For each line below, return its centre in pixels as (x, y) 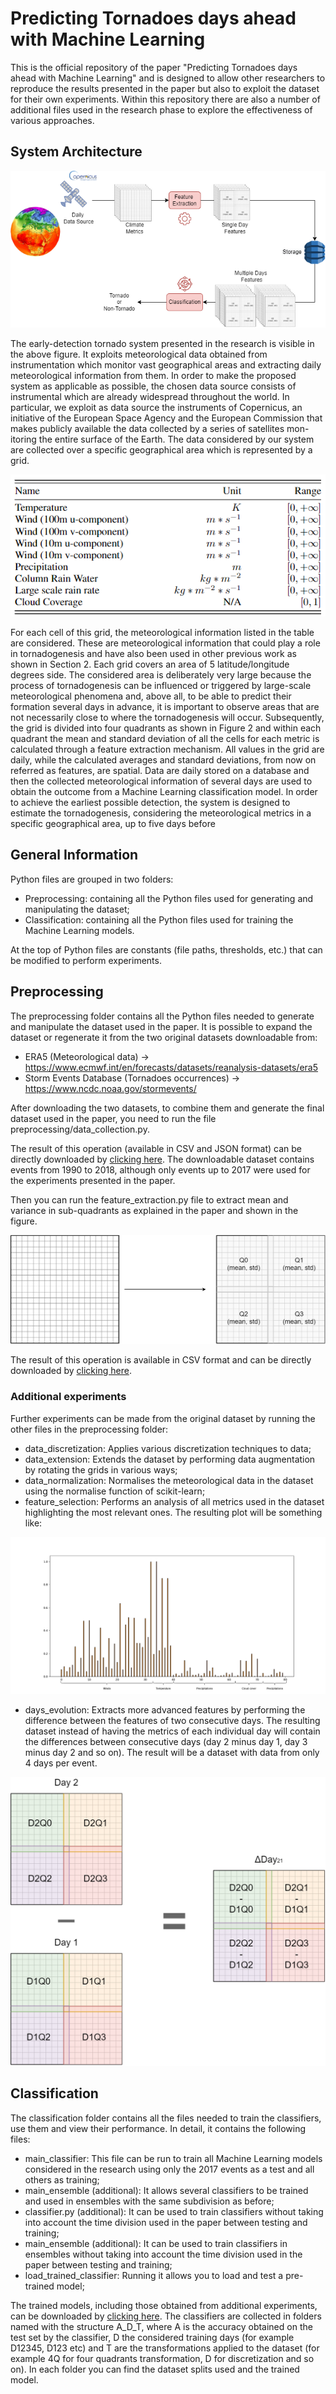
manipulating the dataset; (77, 909)
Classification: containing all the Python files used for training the (159, 919)
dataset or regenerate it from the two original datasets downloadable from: (164, 1037)
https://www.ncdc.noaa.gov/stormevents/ (110, 1088)
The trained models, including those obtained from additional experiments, (164, 2305)
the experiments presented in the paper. (93, 1180)
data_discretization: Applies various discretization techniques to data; (168, 1448)
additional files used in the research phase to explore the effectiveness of (161, 109)
